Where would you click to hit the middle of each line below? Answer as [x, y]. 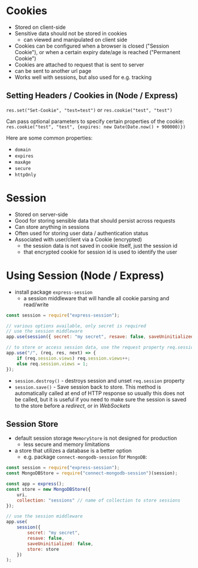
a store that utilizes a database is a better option [73, 451]
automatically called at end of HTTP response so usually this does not [99, 393]
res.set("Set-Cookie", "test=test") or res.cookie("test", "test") [89, 109]
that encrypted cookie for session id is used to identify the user [100, 252]
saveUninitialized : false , [60, 544]
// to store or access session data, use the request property [85, 348]
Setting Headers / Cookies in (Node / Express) [92, 96]
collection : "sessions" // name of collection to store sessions [99, 500]
